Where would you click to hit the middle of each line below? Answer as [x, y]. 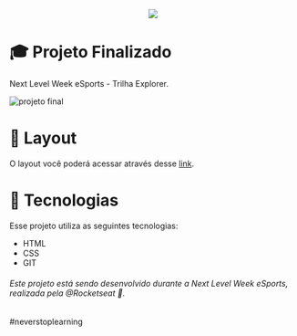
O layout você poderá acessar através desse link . [102, 163]
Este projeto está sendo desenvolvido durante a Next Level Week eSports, [149, 284]
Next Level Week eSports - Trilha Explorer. [89, 83]
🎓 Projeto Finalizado [91, 52]
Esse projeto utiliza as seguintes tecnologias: [94, 226]
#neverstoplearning [46, 322]
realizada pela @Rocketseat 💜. [67, 293]
